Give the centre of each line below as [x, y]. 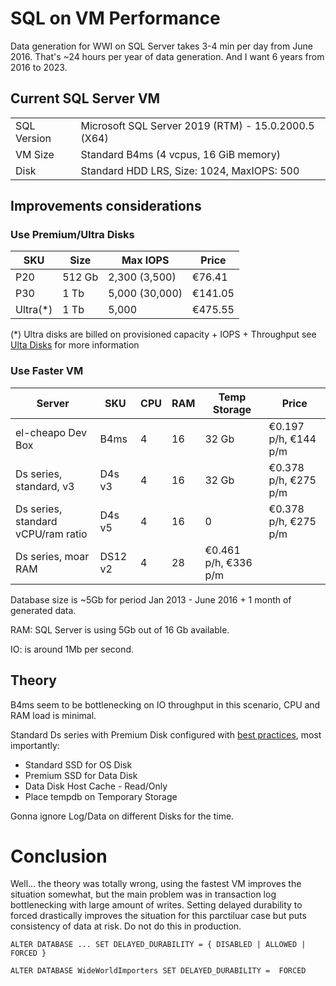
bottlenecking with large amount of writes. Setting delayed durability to [156, 905]
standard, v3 [45, 486]
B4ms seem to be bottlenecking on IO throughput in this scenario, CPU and [165, 704]
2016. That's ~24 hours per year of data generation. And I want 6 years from [167, 56]
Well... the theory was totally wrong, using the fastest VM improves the [156, 884]
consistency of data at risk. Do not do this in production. [126, 926]
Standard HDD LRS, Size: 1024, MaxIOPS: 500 [190, 170]
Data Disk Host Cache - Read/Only [96, 786]
